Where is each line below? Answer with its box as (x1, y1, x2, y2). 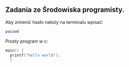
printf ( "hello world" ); (10, 52, 60, 58)
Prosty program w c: (5, 38, 48, 44)
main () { (5, 48, 24, 53)
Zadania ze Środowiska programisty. (5, 6, 125, 14)
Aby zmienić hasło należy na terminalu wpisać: (5, 19, 104, 25)
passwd (5, 29, 19, 34)
